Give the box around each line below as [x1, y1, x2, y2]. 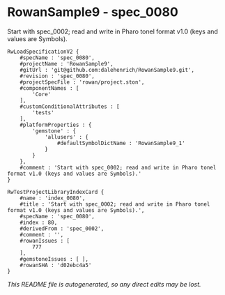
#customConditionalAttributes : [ [20, 103, 120, 110]
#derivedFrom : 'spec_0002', [20, 225, 104, 232]
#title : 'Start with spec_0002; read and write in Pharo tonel [20, 200, 210, 208]
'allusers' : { [44, 133, 89, 140]
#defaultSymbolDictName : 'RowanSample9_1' [56, 139, 186, 146]
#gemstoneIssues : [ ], [20, 255, 89, 262]
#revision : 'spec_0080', [20, 73, 95, 80]
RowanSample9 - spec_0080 [7, 4, 179, 20]
